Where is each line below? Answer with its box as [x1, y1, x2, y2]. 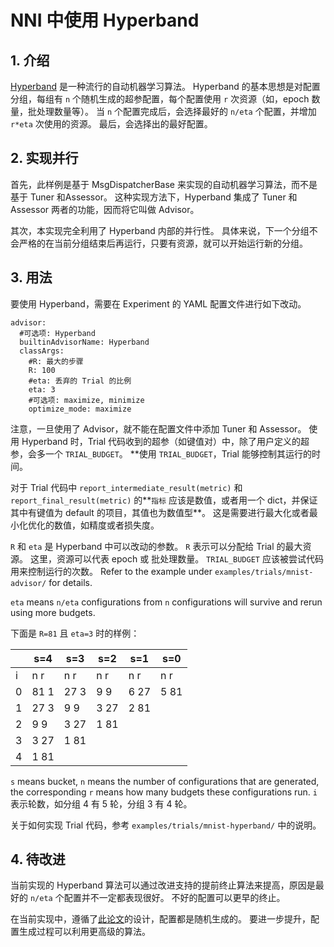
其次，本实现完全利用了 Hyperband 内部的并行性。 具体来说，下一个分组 [10, 224, 310, 236]
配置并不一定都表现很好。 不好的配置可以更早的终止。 [63, 892, 286, 904]
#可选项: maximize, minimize [28, 395, 145, 405]
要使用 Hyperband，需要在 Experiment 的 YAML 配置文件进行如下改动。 [10, 297, 307, 310]
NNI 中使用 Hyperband [10, 9, 200, 32]
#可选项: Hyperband [19, 328, 96, 338]
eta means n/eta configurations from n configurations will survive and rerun [10, 596, 323, 608]
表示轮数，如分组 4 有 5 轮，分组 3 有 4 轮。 [10, 797, 193, 810]
